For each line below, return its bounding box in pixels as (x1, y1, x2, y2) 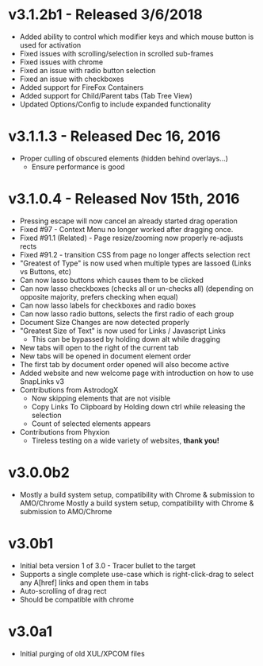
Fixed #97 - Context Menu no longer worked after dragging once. (19, 224, 234, 234)
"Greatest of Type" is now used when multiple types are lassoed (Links (19, 258, 252, 268)
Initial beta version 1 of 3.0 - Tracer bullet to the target (19, 560, 196, 570)
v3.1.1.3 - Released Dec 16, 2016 (8, 127, 221, 145)
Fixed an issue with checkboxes (19, 74, 124, 83)
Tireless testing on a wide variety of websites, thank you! (31, 436, 220, 445)
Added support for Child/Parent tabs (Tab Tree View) (19, 91, 192, 100)
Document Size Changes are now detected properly (19, 317, 190, 327)
